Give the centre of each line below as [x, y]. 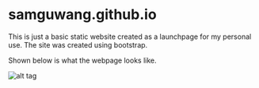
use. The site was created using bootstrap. [78, 44]
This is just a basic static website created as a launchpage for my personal [130, 36]
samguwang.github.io [82, 15]
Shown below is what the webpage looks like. [82, 60]
